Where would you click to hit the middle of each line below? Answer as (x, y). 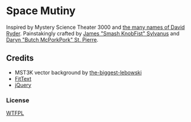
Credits (20, 58)
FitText (23, 78)
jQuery (23, 85)
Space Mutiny (41, 11)
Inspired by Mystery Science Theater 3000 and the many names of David (96, 27)
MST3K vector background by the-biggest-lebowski (78, 72)
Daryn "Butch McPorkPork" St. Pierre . (52, 39)
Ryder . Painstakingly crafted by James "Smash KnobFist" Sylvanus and (93, 33)
